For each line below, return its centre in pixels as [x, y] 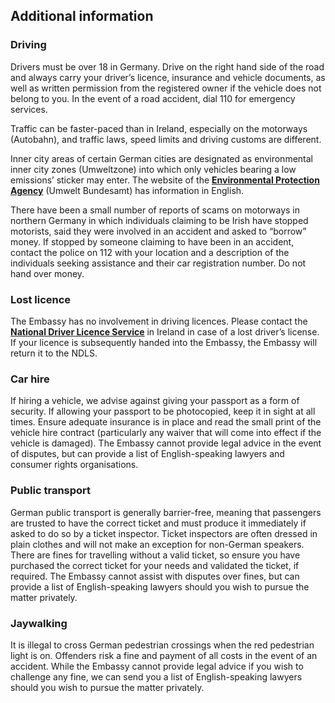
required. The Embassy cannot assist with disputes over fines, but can [155, 576]
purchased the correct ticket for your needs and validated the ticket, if [155, 565]
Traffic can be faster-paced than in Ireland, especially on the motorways [159, 128]
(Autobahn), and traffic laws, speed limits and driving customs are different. [166, 139]
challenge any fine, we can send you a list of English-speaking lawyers [156, 676]
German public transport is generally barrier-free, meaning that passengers [166, 512]
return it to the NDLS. [54, 353]
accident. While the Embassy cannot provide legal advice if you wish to [157, 666]
